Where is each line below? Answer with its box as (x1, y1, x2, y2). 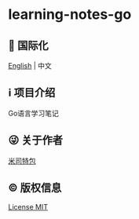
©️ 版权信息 (8, 181, 62, 195)
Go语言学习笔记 (8, 108, 59, 118)
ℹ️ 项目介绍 (8, 86, 56, 100)
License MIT (8, 203, 49, 212)
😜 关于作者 (8, 133, 63, 147)
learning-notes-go (8, 5, 132, 24)
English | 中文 (8, 61, 53, 70)
